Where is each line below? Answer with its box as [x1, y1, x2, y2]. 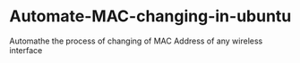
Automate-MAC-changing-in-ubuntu [9, 6, 292, 27]
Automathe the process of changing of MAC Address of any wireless [9, 35, 263, 46]
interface [9, 44, 43, 55]
